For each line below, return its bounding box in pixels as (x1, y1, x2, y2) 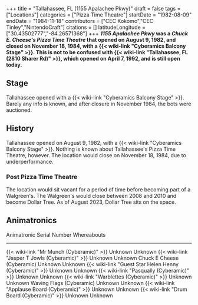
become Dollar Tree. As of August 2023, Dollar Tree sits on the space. (6, 198, 176, 205)
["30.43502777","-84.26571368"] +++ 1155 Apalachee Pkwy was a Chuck (6, 30, 189, 37)
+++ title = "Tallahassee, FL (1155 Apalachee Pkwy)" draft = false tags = (6, 5, 181, 12)
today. (6, 61, 22, 68)
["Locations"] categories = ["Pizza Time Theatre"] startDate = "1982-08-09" (6, 11, 192, 18)
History (6, 124, 34, 134)
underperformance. (6, 158, 54, 165)
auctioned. (6, 106, 32, 114)
